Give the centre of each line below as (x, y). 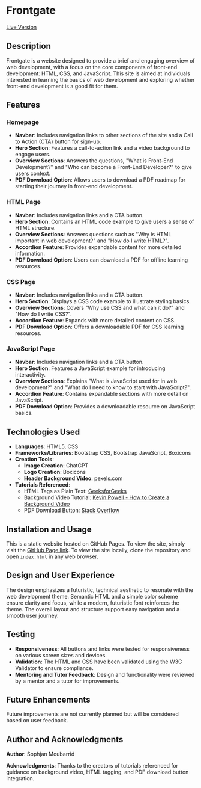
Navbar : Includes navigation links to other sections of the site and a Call (104, 135)
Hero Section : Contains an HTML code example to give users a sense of (104, 221)
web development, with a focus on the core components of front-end (92, 67)
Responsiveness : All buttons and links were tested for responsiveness (102, 649)
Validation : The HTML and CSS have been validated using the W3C (98, 662)
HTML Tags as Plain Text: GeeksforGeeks (75, 491)
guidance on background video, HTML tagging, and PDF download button (97, 772)
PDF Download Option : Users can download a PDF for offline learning (101, 260)
